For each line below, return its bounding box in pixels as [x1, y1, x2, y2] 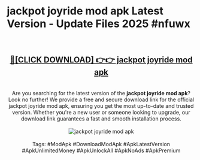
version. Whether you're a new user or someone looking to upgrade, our [12, 108, 190, 116]
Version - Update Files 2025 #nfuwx [7, 17, 190, 31]
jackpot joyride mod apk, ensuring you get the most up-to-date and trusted [8, 102, 194, 109]
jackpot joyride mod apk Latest [7, 4, 163, 18]
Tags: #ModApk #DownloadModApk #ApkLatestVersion [32, 140, 170, 147]
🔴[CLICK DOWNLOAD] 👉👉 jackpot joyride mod [9, 55, 193, 65]
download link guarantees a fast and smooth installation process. [21, 115, 181, 122]
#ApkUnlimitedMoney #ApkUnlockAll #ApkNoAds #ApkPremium [22, 147, 181, 154]
